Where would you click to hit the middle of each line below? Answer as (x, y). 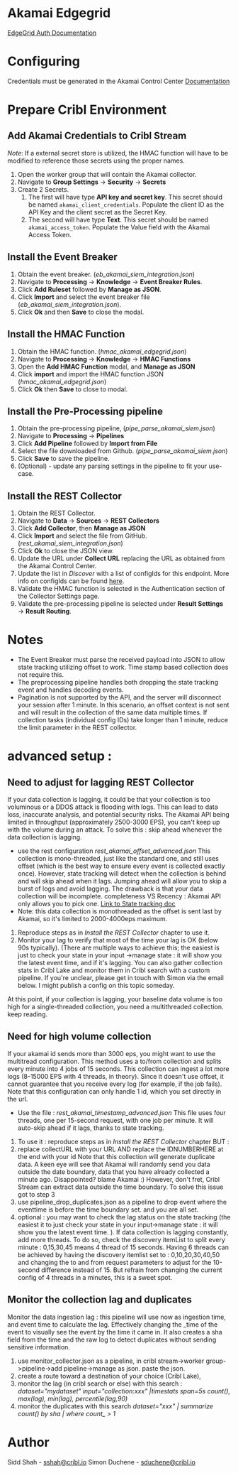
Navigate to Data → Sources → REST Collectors (88, 521)
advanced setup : (59, 756)
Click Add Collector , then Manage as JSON (81, 528)
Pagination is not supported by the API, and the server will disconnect (119, 697)
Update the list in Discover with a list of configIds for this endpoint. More (123, 574)
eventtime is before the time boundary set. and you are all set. (108, 1210)
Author (28, 1442)
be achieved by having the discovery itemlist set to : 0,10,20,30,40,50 (119, 1254)
